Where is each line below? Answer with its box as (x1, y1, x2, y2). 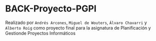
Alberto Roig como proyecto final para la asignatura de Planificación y (5, 24, 151, 30)
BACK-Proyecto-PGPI (5, 3, 97, 14)
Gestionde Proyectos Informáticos (5, 30, 76, 36)
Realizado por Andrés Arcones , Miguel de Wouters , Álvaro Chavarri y (5, 19, 147, 25)
